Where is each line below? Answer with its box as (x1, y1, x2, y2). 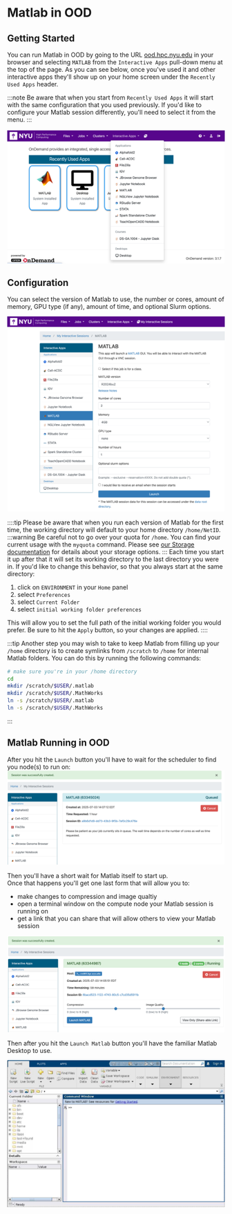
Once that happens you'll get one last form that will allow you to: (7, 879, 190, 887)
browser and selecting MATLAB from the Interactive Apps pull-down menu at (7, 58, 223, 66)
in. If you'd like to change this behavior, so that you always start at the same (7, 562, 223, 571)
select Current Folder (17, 598, 80, 606)
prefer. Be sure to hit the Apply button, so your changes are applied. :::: (7, 625, 209, 634)
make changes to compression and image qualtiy (17, 893, 157, 901)
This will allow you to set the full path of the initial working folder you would (7, 618, 222, 627)
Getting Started (7, 32, 75, 44)
